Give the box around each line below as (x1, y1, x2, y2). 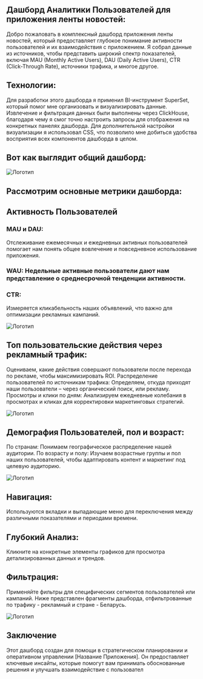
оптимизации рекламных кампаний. (6, 310, 100, 318)
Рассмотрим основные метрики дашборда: (6, 186, 182, 196)
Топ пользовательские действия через (6, 340, 162, 350)
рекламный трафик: (6, 350, 88, 360)
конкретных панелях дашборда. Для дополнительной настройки (6, 122, 175, 129)
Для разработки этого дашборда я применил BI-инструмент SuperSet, (6, 96, 190, 104)
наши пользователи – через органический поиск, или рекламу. (6, 385, 170, 392)
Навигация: (6, 492, 53, 502)
